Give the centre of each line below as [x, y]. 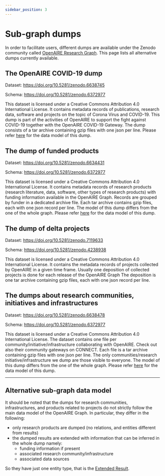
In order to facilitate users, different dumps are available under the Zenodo [81, 48]
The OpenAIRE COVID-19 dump [54, 73]
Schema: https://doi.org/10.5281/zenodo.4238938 [56, 250]
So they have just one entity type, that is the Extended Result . [67, 468]
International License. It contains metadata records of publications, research [82, 109]
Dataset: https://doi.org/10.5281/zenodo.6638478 [55, 315]
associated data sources [44, 459]
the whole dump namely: [37, 443]
